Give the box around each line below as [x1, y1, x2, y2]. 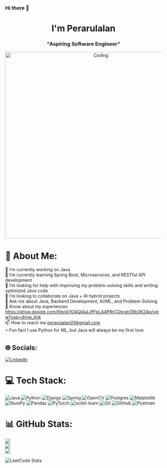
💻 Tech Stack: [5, 375, 67, 387]
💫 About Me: [5, 250, 58, 261]
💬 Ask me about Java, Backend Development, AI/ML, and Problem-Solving [5, 298, 158, 305]
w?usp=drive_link [5, 314, 41, 320]
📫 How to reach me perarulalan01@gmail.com [5, 320, 100, 326]
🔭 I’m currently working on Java [5, 267, 71, 273]
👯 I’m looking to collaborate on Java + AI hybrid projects [5, 293, 120, 299]
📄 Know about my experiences [5, 304, 68, 310]
